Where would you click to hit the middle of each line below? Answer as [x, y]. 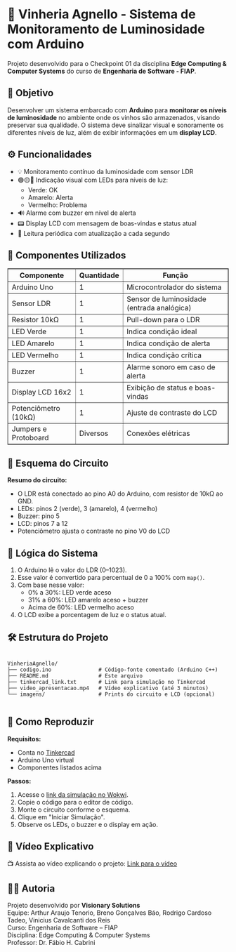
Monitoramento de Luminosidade [106, 29]
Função [175, 275]
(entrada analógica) [159, 308]
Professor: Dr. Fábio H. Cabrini [51, 943]
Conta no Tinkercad [46, 752]
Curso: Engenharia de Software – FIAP [63, 928]
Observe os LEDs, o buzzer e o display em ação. [87, 824]
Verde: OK [43, 190]
